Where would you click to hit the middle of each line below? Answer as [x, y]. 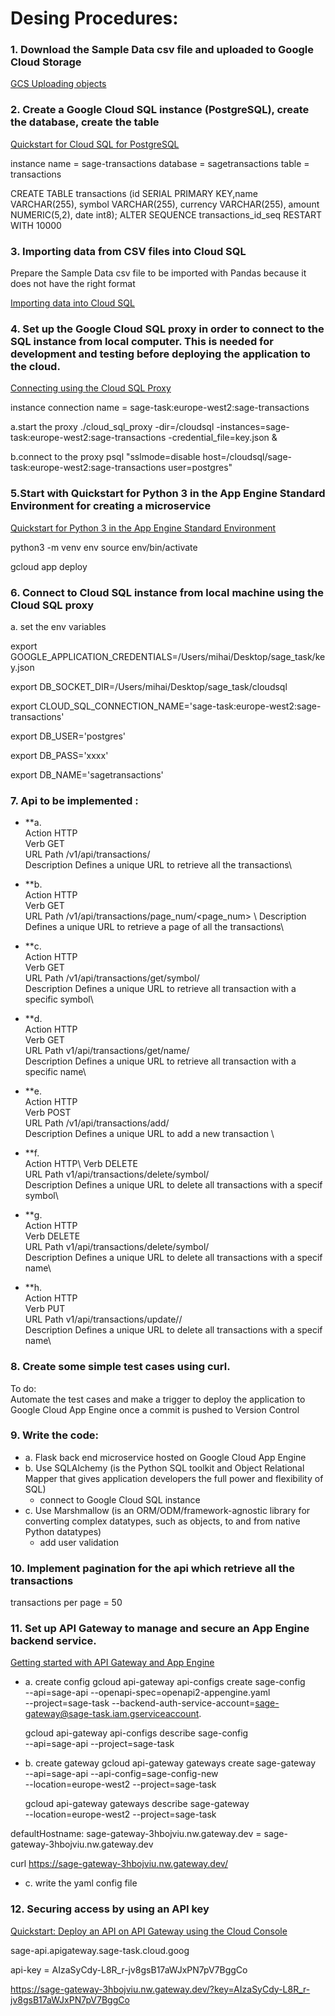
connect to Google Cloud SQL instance [120, 1499]
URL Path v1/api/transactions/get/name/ [107, 1051]
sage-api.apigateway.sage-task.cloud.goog [100, 1950]
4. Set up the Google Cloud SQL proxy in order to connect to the [167, 329]
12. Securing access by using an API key [110, 1909]
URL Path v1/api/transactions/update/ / [103, 1319]
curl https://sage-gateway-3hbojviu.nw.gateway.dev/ [119, 1864]
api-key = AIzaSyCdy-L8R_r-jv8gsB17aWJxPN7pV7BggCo [129, 1969]
